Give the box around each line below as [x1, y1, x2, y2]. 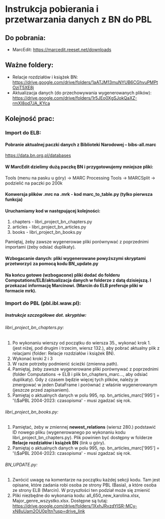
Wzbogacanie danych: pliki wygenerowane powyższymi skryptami [5, 255, 146, 261]
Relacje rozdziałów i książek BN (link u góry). [12, 440, 106, 446]
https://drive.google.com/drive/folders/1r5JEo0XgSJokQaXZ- [12, 95, 137, 101]
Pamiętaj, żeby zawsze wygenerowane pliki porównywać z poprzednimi [12, 366, 159, 372]
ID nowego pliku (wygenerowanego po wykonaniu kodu [12, 429, 126, 435]
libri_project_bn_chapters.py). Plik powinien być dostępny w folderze [12, 435, 153, 441]
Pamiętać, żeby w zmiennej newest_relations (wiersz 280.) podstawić [12, 424, 156, 430]
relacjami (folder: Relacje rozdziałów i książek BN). [12, 350, 115, 356]
